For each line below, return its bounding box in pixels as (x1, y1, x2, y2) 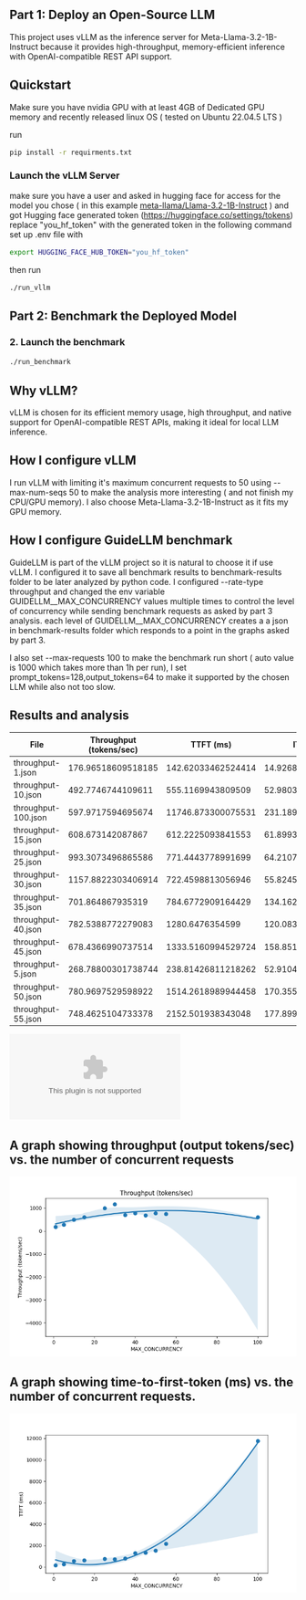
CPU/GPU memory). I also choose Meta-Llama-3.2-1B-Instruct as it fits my (9, 497, 289, 507)
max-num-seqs (9, 486, 67, 497)
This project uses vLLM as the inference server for (9, 31, 199, 42)
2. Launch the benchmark (9, 335, 126, 348)
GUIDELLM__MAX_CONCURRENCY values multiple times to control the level (9, 595, 295, 606)
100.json (13, 811, 47, 822)
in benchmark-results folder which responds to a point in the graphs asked (9, 624, 290, 635)
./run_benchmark (9, 358, 71, 367)
